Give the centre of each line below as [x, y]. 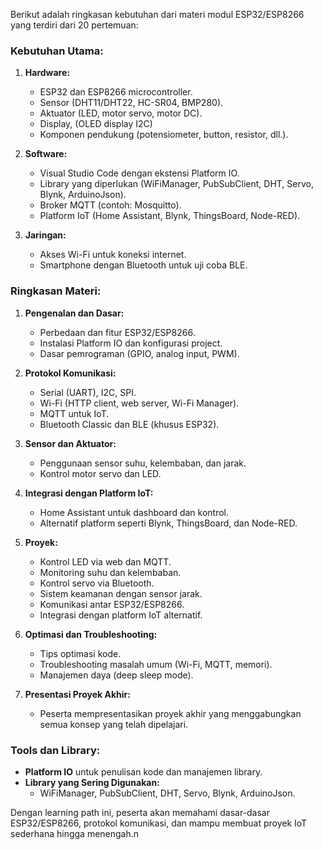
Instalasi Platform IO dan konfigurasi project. [131, 343]
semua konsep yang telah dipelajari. [114, 724]
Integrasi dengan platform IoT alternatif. [121, 615]
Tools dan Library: [55, 750]
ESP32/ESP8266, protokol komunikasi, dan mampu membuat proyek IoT [159, 823]
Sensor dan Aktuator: [70, 443]
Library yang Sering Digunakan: [92, 782]
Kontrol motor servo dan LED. [100, 473]
